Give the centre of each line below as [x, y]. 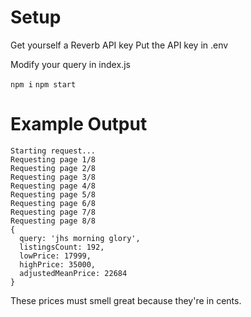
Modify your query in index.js [70, 64]
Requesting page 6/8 [53, 203]
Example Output [79, 124]
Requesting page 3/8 [53, 177]
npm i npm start [43, 84]
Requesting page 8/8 [53, 221]
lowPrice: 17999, [55, 256]
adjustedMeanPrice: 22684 [73, 273]
